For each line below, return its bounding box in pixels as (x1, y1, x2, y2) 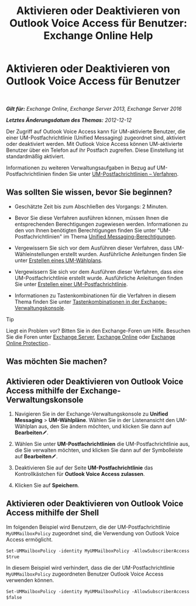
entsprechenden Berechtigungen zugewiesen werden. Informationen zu (14, 220, 188, 227)
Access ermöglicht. (6, 536, 53, 543)
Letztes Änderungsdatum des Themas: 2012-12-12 (6, 116, 132, 124)
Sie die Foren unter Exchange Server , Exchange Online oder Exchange (6, 333, 176, 341)
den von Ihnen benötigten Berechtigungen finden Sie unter (14, 227, 156, 234)
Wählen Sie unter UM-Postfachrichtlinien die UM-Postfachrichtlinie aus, (14, 440, 190, 447)
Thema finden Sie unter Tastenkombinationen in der (14, 298, 140, 305)
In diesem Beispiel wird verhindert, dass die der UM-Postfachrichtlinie (6, 564, 175, 571)
